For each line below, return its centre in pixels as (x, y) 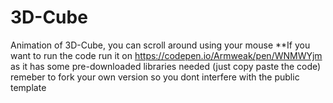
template (28, 87)
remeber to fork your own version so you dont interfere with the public (155, 77)
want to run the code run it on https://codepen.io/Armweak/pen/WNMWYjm (166, 55)
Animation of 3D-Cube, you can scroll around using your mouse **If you (160, 45)
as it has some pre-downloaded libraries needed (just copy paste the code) (166, 66)
